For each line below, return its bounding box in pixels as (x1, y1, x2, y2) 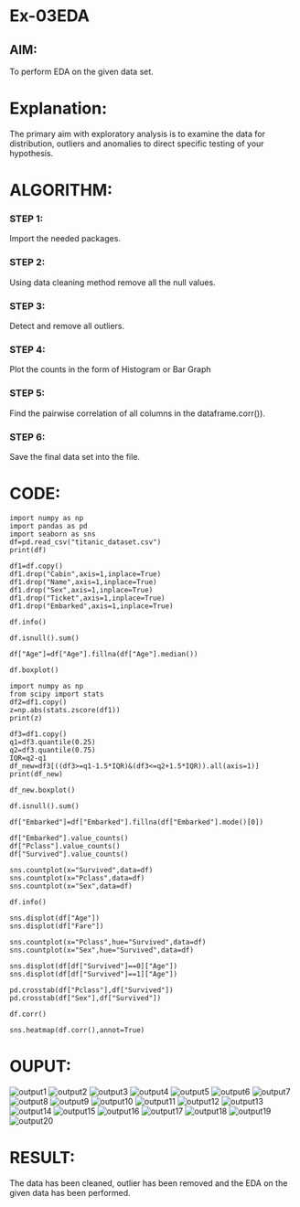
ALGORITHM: (9, 180, 112, 201)
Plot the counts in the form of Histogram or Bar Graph (9, 364, 212, 375)
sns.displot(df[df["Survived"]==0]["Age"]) (9, 961, 178, 970)
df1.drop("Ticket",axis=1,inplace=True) (9, 593, 166, 603)
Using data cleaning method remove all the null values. (9, 276, 217, 288)
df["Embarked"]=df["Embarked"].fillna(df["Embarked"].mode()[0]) (9, 817, 263, 827)
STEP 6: (9, 431, 46, 443)
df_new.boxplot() (9, 785, 76, 795)
